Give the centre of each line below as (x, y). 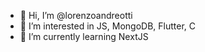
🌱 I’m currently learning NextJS (84, 36)
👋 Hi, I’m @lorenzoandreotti (76, 15)
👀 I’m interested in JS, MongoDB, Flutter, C (107, 26)
